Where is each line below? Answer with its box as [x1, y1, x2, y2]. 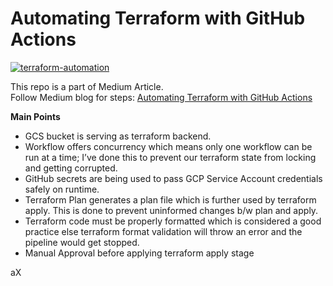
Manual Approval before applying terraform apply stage [24, 247, 255, 259]
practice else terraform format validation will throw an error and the [24, 225, 303, 237]
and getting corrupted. [24, 162, 118, 174]
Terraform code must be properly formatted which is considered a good [24, 215, 322, 227]
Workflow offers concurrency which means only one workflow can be [24, 140, 313, 152]
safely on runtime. [24, 183, 100, 195]
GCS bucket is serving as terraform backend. [24, 130, 212, 142]
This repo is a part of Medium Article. [10, 80, 164, 92]
